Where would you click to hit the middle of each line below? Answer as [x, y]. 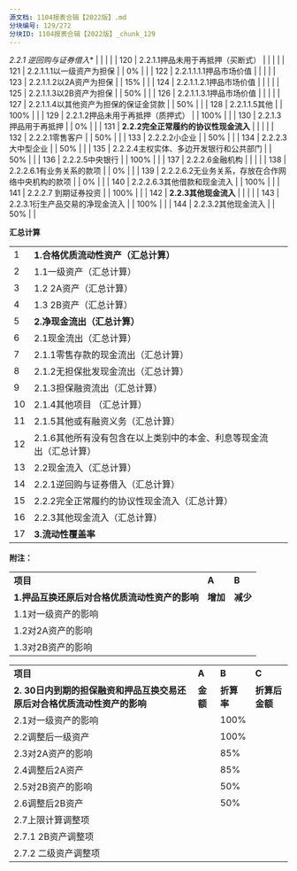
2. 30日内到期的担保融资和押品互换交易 [95, 690]
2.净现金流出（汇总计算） [87, 322]
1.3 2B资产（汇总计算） [83, 305]
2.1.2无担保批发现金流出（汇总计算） [111, 371]
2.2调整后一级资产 [52, 737]
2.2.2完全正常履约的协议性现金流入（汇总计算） [133, 502]
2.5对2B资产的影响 [53, 787]
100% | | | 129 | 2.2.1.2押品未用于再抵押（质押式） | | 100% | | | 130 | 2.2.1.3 [145, 115]
